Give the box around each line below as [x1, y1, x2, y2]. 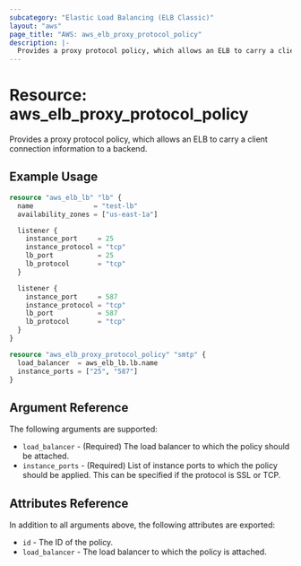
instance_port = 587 [25, 292, 118, 301]
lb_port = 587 [25, 309, 118, 318]
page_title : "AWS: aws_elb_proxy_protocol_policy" [9, 30, 202, 39]
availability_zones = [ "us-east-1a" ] [17, 210, 159, 219]
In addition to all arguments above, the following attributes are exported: [9, 519, 276, 530]
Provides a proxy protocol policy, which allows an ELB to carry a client [9, 134, 269, 144]
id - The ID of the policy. [21, 537, 114, 547]
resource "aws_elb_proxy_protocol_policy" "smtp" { [9, 350, 206, 359]
